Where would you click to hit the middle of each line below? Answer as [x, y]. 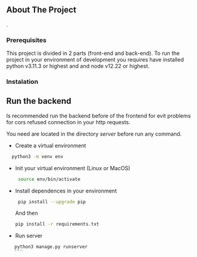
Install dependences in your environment [66, 191]
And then [26, 213]
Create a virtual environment [50, 145]
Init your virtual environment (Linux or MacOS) [73, 168]
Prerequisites [26, 40]
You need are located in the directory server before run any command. [94, 134]
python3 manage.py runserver [51, 247]
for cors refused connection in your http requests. [69, 122]
